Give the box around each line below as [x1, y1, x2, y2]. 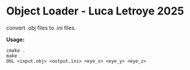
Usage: [6, 36, 25, 43]
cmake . [6, 47, 26, 54]
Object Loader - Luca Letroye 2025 [6, 4, 185, 18]
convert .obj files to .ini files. [6, 24, 76, 31]
